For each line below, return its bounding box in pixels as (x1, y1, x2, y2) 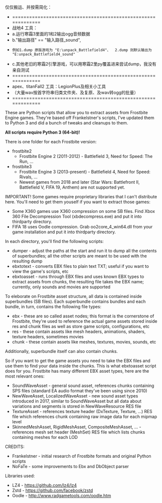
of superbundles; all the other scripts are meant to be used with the (12, 253, 147, 259)
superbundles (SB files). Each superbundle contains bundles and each (5, 298, 146, 304)
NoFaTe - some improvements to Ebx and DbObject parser (12, 464, 130, 469)
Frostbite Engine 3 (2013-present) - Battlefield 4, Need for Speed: (19, 169, 150, 174)
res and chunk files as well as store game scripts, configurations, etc (12, 324, 149, 329)
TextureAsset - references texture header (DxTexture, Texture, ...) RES (12, 409, 153, 414)
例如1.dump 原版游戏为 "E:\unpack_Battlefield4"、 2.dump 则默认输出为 (12, 48, 152, 52)
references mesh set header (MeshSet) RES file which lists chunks (12, 429, 146, 435)
